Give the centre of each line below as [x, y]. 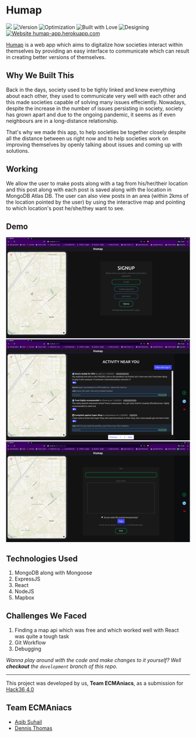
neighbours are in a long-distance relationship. [62, 121]
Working [22, 169]
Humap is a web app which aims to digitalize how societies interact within [94, 44]
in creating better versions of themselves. [56, 57]
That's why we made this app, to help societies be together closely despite [96, 132]
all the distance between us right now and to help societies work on [87, 138]
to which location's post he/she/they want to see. [65, 208]
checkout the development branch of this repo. [62, 666]
